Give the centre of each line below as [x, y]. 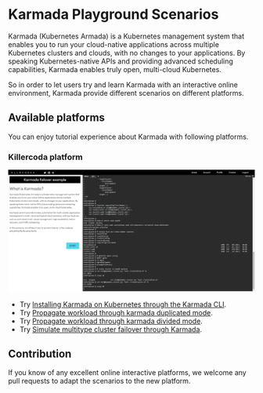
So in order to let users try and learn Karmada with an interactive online [123, 85]
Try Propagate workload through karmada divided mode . [111, 321]
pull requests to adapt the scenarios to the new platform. [99, 381]
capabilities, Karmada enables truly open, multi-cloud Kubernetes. [115, 69]
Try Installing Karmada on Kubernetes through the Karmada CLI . [123, 304]
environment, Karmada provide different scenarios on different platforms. [126, 93]
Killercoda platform [46, 157]
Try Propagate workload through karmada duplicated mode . [116, 312]
